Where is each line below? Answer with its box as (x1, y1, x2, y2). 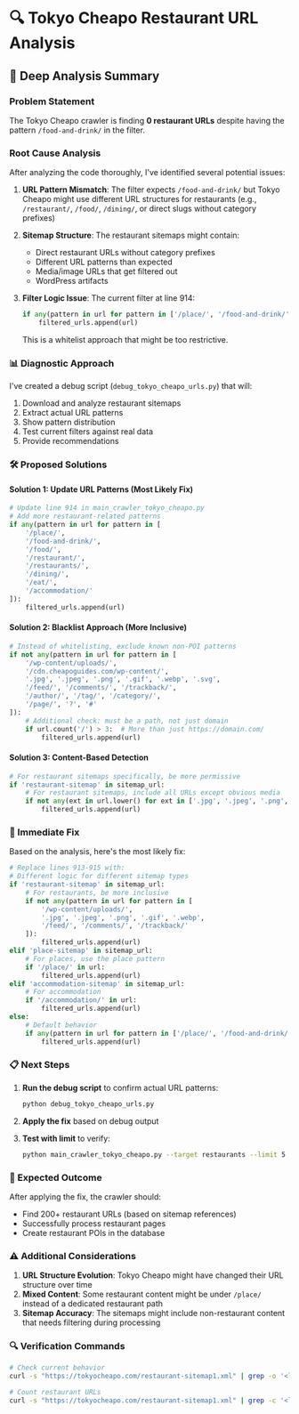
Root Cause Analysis (9, 147, 101, 159)
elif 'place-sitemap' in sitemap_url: (9, 946, 153, 956)
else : (9, 1013, 29, 1022)
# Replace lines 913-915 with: (9, 863, 125, 873)
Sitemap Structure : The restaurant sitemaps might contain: (21, 230, 240, 241)
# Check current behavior (9, 1363, 105, 1372)
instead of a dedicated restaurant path (21, 1298, 163, 1309)
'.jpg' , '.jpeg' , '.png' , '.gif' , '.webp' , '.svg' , (25, 675, 221, 684)
